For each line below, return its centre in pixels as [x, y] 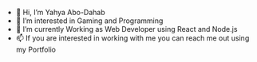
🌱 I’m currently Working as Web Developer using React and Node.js [127, 29]
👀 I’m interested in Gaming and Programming [89, 21]
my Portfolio [36, 49]
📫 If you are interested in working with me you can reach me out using [132, 38]
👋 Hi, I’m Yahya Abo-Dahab [60, 12]
